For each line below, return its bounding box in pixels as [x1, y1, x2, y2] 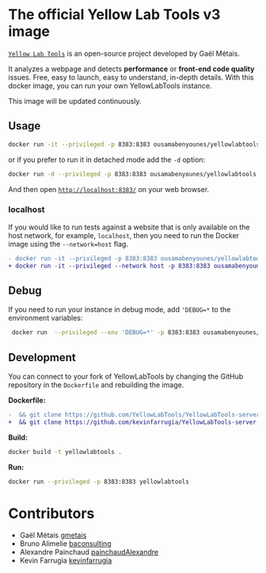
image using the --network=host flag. [8, 239, 129, 248]
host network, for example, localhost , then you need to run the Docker [8, 230, 240, 240]
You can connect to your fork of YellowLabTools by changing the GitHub [8, 371, 244, 382]
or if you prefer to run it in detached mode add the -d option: [8, 155, 206, 164]
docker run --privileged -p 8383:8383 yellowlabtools [8, 478, 190, 486]
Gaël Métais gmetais [19, 530, 87, 540]
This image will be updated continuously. [8, 96, 142, 106]
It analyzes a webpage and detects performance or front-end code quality [8, 63, 255, 73]
